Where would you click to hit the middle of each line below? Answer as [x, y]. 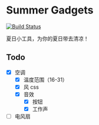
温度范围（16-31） [45, 79]
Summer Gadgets [50, 10]
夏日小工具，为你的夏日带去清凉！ [47, 38]
